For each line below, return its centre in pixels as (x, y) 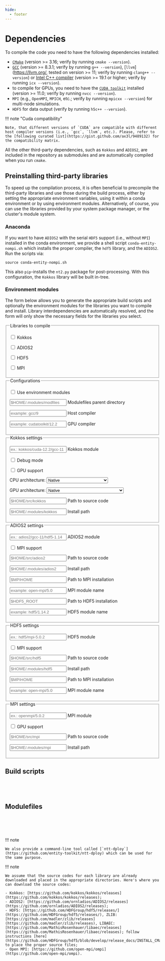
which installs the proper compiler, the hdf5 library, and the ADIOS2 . (91, 248)
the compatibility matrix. (33, 141)
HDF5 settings (25, 626)
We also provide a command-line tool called (51, 849)
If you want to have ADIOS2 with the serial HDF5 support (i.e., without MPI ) (78, 238)
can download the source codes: (38, 884)
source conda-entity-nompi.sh (36, 262)
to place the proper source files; (41, 945)
